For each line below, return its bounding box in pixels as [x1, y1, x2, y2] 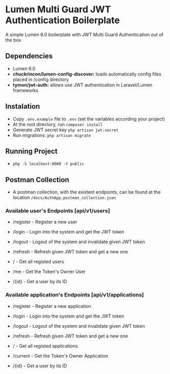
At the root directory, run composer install [12, 121, 103, 127]
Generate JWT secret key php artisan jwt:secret [12, 127, 119, 133]
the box [5, 37, 22, 43]
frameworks [12, 87, 38, 93]
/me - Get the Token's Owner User [12, 268, 86, 275]
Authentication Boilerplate [5, 14, 120, 26]
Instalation [5, 102, 40, 111]
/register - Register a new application [12, 303, 91, 309]
